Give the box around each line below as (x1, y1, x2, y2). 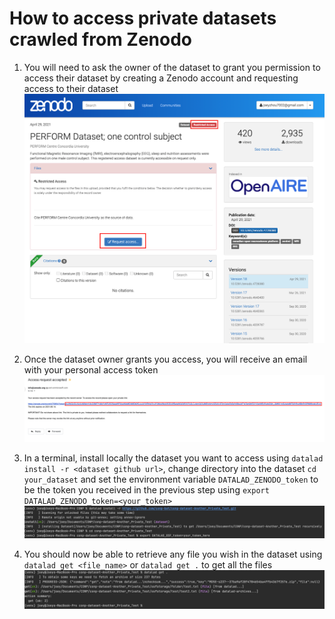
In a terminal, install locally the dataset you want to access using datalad (23, 452, 324, 464)
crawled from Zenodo (9, 28, 193, 51)
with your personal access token (23, 364, 159, 376)
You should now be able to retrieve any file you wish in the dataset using (23, 548, 323, 561)
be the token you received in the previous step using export (23, 483, 270, 496)
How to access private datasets (9, 7, 277, 30)
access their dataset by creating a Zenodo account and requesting (23, 72, 299, 84)
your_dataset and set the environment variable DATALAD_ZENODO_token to (23, 473, 319, 485)
